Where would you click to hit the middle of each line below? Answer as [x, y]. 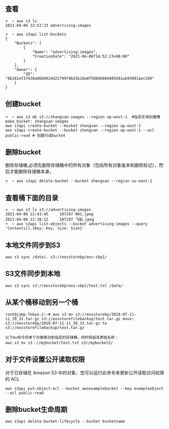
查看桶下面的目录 [32, 198]
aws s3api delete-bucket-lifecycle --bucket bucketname [65, 421]
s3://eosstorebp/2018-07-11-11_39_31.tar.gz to [56, 323]
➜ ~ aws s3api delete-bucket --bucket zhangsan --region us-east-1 [79, 181]
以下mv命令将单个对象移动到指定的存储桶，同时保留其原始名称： [62, 337]
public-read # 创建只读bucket [35, 135]
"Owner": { [26, 70]
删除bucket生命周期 [36, 410]
